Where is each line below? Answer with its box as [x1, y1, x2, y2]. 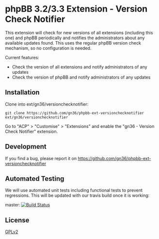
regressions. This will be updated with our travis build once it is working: [5, 192, 150, 198]
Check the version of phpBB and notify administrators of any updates [12, 74, 151, 80]
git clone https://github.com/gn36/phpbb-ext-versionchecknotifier [5, 111, 144, 115]
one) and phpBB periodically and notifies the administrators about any [5, 35, 145, 41]
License [5, 216, 30, 224]
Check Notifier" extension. [5, 128, 58, 134]
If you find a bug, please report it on [5, 155, 77, 161]
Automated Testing [5, 175, 64, 183]
